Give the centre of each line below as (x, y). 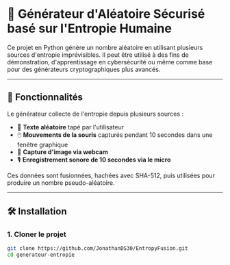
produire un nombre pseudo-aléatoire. (61, 182)
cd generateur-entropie (41, 255)
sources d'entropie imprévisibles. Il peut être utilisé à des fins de (98, 55)
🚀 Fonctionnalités (45, 98)
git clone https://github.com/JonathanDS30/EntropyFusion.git (98, 249)
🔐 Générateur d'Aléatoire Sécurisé (106, 14)
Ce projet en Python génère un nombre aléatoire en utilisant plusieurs (105, 47)
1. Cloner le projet (37, 234)
